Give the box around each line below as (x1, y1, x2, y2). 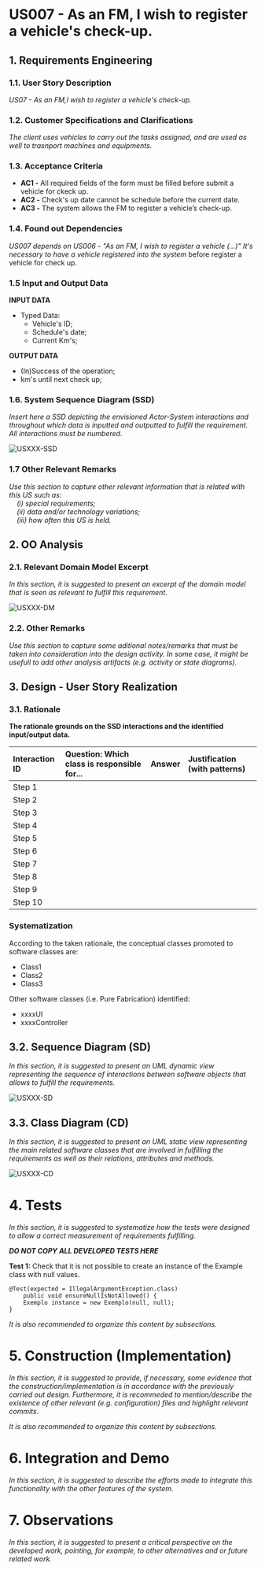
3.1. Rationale (9, 703, 61, 714)
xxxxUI (20, 1009, 43, 1019)
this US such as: (9, 490, 62, 499)
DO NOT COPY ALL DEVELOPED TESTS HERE (9, 1246, 159, 1256)
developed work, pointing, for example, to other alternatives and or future (9, 1546, 248, 1555)
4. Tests (9, 1197, 62, 1214)
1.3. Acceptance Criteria (9, 161, 103, 172)
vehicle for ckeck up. (20, 187, 89, 196)
